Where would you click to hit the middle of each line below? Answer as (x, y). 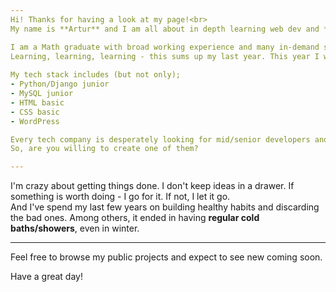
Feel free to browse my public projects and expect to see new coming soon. (166, 257)
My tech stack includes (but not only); (96, 75)
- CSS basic (35, 112)
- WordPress (35, 121)
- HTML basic (37, 102)
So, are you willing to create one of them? (104, 149)
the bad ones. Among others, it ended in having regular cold (135, 218)
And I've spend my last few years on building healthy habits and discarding (165, 207)
